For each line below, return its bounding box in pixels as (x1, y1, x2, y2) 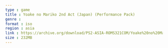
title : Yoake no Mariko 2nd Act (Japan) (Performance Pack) (5, 12, 135, 17)
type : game (5, 7, 30, 12)
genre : (5, 16, 21, 21)
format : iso (5, 21, 32, 26)
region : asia (5, 26, 35, 31)
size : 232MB (5, 35, 32, 40)
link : (5, 30, 19, 35)
